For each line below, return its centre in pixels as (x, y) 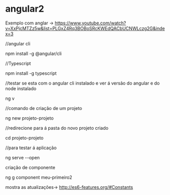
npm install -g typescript (31, 73)
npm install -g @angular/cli (34, 53)
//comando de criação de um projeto (44, 108)
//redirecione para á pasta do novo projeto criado (57, 128)
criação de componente (30, 167)
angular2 (25, 9)
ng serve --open (22, 157)
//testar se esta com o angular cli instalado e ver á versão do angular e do (83, 83)
